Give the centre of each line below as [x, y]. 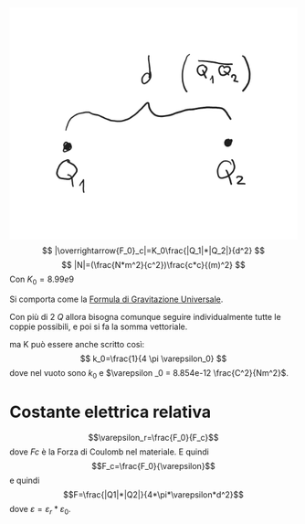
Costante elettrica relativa [110, 412]
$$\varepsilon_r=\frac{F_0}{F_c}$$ [153, 437]
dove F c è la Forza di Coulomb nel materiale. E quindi [110, 452]
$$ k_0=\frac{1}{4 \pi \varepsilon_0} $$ [153, 358]
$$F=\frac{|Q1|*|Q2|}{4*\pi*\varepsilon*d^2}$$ [153, 494]
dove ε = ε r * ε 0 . [40, 510]
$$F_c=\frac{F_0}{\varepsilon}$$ [153, 465]
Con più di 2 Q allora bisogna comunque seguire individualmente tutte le [145, 317]
